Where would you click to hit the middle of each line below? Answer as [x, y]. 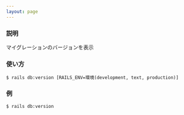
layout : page [22, 11]
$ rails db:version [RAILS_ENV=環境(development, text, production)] [92, 78]
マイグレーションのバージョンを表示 [50, 47]
